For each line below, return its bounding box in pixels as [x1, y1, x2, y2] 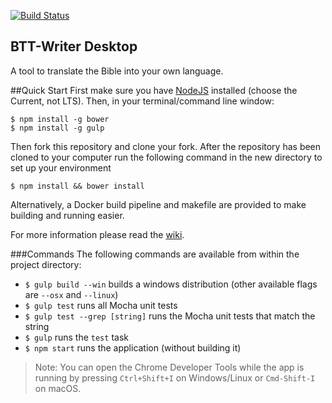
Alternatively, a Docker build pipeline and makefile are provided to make [10, 198, 307, 210]
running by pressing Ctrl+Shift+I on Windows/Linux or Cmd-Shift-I [34, 371, 316, 384]
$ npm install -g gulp [10, 123, 105, 133]
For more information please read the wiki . [10, 228, 185, 240]
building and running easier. [10, 209, 125, 221]
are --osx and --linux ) [24, 288, 119, 300]
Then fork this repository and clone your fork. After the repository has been [10, 140, 322, 152]
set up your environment [10, 161, 112, 174]
